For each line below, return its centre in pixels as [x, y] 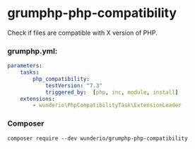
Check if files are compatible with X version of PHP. [82, 33]
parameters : [25, 66]
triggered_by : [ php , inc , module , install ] [112, 92]
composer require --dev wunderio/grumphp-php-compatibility [98, 138]
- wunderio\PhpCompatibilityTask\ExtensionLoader [107, 105]
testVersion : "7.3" [73, 85]
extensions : [37, 99]
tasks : [30, 72]
